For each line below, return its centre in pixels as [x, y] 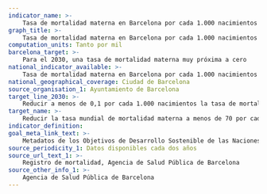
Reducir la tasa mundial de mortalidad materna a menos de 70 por [135, 119]
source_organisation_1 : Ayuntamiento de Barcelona [94, 89]
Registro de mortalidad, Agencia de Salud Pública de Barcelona [131, 163]
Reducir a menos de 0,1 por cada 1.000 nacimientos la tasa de [130, 104]
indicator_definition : [46, 126]
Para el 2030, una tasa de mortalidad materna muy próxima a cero [135, 60]
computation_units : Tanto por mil [66, 45]
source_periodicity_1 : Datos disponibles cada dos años [103, 148]
